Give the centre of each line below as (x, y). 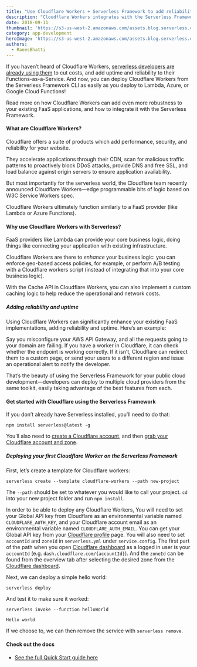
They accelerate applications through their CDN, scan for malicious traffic (95, 159)
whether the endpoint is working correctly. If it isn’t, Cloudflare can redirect (97, 352)
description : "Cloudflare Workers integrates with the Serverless (89, 17)
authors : (17, 45)
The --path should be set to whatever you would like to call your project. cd (97, 492)
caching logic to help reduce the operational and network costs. (83, 293)
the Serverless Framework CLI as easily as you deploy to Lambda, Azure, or (98, 85)
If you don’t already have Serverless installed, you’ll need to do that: (88, 415)
